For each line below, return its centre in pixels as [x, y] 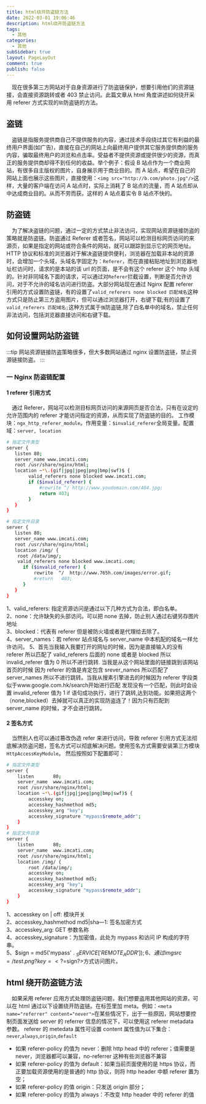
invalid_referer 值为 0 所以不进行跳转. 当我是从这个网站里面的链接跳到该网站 [102, 662]
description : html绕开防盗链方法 [46, 23]
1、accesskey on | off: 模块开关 [46, 914]
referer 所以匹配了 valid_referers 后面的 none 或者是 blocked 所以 [89, 654]
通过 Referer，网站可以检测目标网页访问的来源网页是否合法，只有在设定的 [105, 407]
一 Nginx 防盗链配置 [36, 377]
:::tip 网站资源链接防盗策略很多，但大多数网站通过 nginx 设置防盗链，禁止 [99, 352]
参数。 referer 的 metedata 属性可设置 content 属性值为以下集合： [90, 1029]
